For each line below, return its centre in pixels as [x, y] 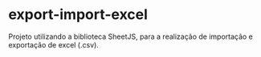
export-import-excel [78, 15]
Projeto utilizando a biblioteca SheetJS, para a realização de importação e [130, 36]
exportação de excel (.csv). [53, 44]
